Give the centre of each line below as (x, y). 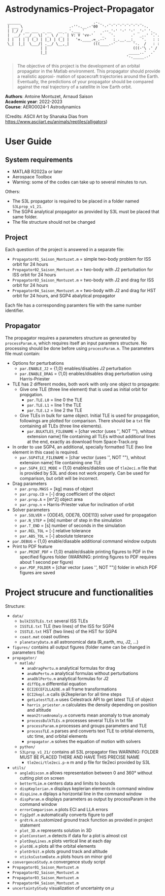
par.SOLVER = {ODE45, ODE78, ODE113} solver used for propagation (88, 515)
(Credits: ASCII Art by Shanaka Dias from (47, 116)
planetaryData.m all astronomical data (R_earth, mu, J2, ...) (79, 642)
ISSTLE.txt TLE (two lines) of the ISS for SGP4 (67, 626)
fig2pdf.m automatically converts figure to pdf (66, 815)
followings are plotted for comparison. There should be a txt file (85, 420)
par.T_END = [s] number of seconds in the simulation (72, 525)
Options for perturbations (38, 363)
